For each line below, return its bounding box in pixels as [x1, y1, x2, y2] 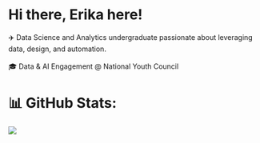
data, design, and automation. [8, 44, 106, 54]
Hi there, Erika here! [8, 6, 143, 24]
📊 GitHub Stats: [8, 94, 118, 113]
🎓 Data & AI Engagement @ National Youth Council [8, 62, 179, 71]
